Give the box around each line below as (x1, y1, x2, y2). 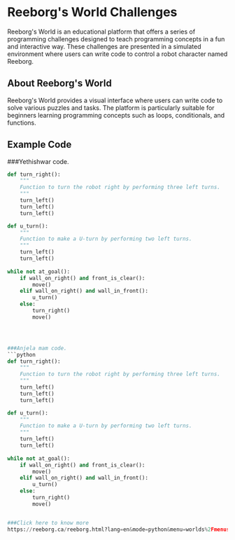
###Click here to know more (7, 519, 90, 526)
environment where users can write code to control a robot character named (7, 50, 228, 58)
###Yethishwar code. (7, 157, 69, 165)
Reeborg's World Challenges (7, 4, 178, 20)
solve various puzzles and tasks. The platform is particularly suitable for (7, 103, 215, 112)
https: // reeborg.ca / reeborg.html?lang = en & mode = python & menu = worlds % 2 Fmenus (7, 526, 230, 533)
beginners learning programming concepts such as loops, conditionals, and (7, 111, 225, 119)
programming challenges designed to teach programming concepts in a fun (7, 34, 225, 43)
